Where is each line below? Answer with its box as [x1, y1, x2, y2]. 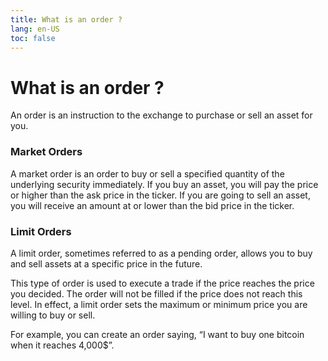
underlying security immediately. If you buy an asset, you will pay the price [10, 178, 319, 190]
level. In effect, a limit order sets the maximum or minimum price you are [10, 298, 308, 310]
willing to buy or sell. [10, 309, 96, 321]
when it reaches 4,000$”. [10, 339, 115, 351]
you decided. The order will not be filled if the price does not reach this [10, 287, 303, 300]
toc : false [10, 33, 56, 43]
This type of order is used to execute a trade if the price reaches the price [10, 277, 315, 289]
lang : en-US [10, 24, 60, 34]
